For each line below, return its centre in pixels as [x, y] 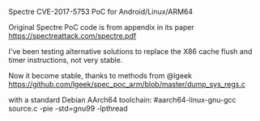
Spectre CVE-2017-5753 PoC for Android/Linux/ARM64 [101, 12]
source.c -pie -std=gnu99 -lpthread [68, 108]
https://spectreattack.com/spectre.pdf [72, 36]
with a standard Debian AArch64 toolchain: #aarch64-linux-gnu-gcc [122, 100]
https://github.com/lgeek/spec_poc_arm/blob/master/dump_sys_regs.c [127, 84]
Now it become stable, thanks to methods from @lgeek [100, 75]
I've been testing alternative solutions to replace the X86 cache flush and [130, 51]
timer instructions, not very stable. [66, 60]
